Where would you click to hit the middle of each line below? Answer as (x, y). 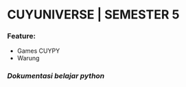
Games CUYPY (38, 51)
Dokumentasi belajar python (56, 76)
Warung (28, 58)
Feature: (22, 36)
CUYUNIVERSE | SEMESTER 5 (93, 15)
